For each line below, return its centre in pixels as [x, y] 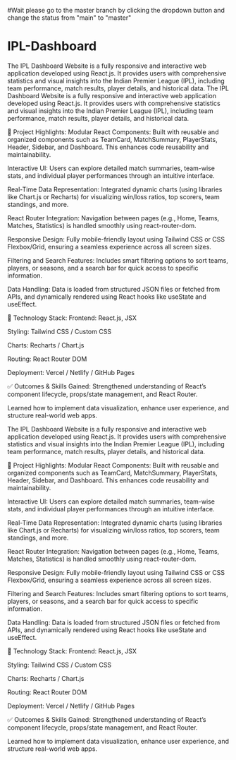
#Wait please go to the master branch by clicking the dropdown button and [116, 10]
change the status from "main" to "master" [69, 18]
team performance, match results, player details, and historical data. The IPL [118, 88]
